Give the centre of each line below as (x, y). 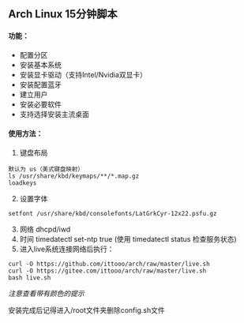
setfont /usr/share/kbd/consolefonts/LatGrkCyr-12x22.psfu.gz (113, 213)
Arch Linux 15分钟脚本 (63, 14)
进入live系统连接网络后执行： (67, 249)
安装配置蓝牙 (40, 85)
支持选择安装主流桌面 (54, 114)
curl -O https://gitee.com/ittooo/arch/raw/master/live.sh (107, 271)
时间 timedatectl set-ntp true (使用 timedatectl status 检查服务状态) (128, 238)
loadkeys (23, 183)
